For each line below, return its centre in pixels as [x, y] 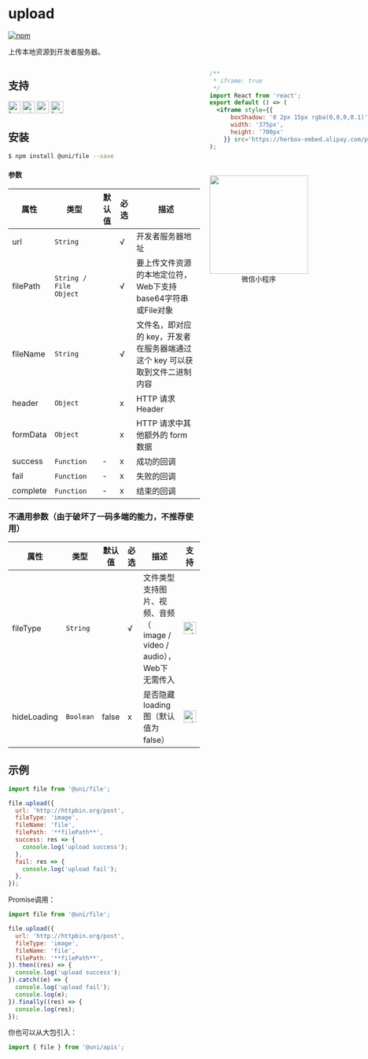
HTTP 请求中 [160, 423]
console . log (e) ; [42, 994]
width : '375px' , [257, 125]
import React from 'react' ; [255, 95]
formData [29, 434]
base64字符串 [162, 298]
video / [156, 644]
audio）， [159, 656]
